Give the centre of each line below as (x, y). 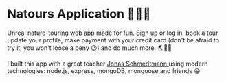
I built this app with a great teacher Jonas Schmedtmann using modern (108, 64)
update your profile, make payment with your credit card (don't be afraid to (113, 40)
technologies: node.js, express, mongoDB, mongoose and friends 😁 (104, 70)
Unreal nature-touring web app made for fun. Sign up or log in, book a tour (113, 33)
